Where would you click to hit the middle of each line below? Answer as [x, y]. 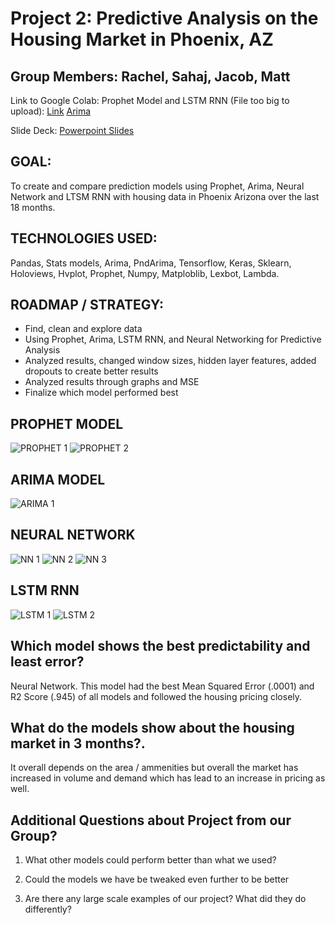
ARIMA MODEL [58, 479]
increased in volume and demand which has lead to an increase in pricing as [168, 778]
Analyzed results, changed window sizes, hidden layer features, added [170, 361]
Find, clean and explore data [83, 329]
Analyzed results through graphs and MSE [112, 382]
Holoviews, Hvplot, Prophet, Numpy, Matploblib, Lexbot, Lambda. [145, 273]
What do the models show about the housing [152, 727]
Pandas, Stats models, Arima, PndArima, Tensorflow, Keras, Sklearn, [151, 263]
